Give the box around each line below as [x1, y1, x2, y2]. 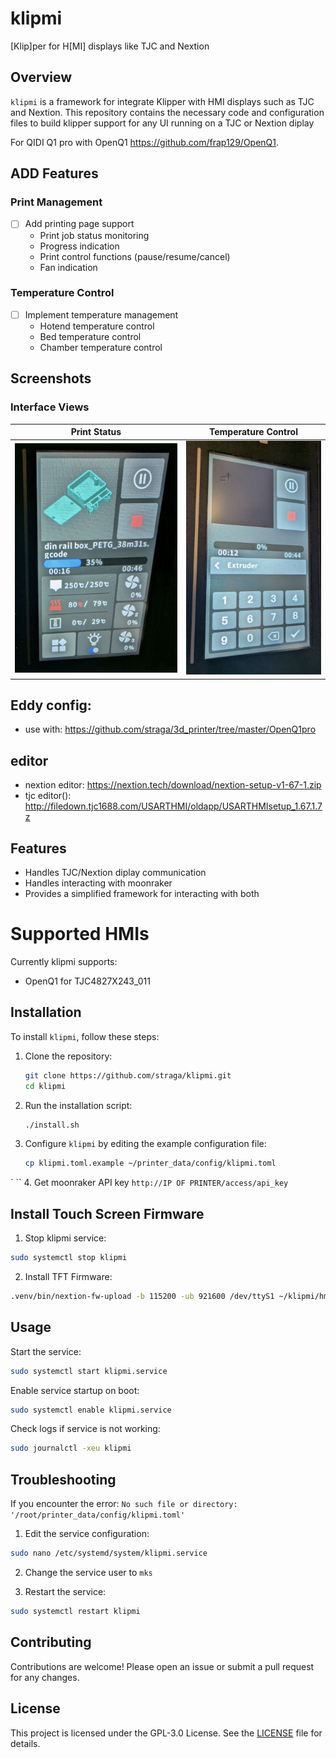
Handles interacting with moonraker [24, 877, 173, 889]
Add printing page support [24, 218, 135, 230]
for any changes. [10, 1671, 80, 1683]
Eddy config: [10, 697, 92, 714]
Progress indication [39, 240, 120, 252]
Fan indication [39, 261, 98, 273]
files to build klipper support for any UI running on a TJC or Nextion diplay [10, 117, 315, 129]
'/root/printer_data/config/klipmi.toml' [10, 1510, 186, 1521]
